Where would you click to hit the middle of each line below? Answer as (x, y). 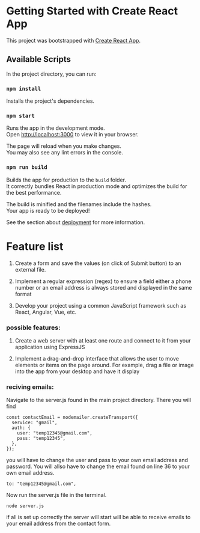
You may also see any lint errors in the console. (65, 153)
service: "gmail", (35, 423)
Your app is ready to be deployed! (48, 210)
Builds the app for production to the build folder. (66, 180)
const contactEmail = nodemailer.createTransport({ (72, 418)
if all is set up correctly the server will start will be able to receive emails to (98, 517)
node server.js (25, 506)
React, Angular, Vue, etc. (46, 312)
